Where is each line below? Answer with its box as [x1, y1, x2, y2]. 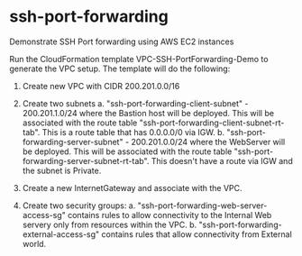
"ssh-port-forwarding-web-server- [137, 200, 268, 211]
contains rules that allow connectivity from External [101, 228, 293, 240]
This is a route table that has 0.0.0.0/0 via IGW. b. [41, 126, 225, 137]
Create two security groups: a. [22, 200, 136, 211]
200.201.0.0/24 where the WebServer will [131, 136, 286, 147]
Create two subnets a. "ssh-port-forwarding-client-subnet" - [22, 97, 249, 109]
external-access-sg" [22, 228, 100, 240]
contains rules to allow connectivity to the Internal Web [67, 209, 272, 220]
